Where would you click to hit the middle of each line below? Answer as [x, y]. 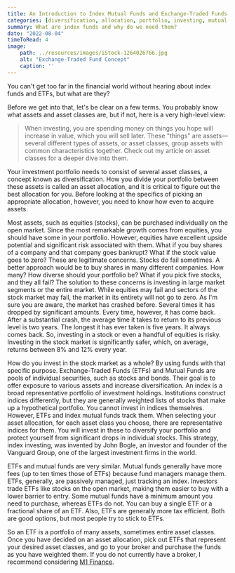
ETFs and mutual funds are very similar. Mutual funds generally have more [115, 466]
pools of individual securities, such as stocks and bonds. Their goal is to [112, 378]
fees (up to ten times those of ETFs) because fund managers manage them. [117, 473]
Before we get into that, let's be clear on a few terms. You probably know [113, 107]
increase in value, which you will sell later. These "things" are [113, 136]
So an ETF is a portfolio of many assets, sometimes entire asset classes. [112, 532]
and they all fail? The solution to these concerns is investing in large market [116, 282]
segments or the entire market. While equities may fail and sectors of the [112, 289]
